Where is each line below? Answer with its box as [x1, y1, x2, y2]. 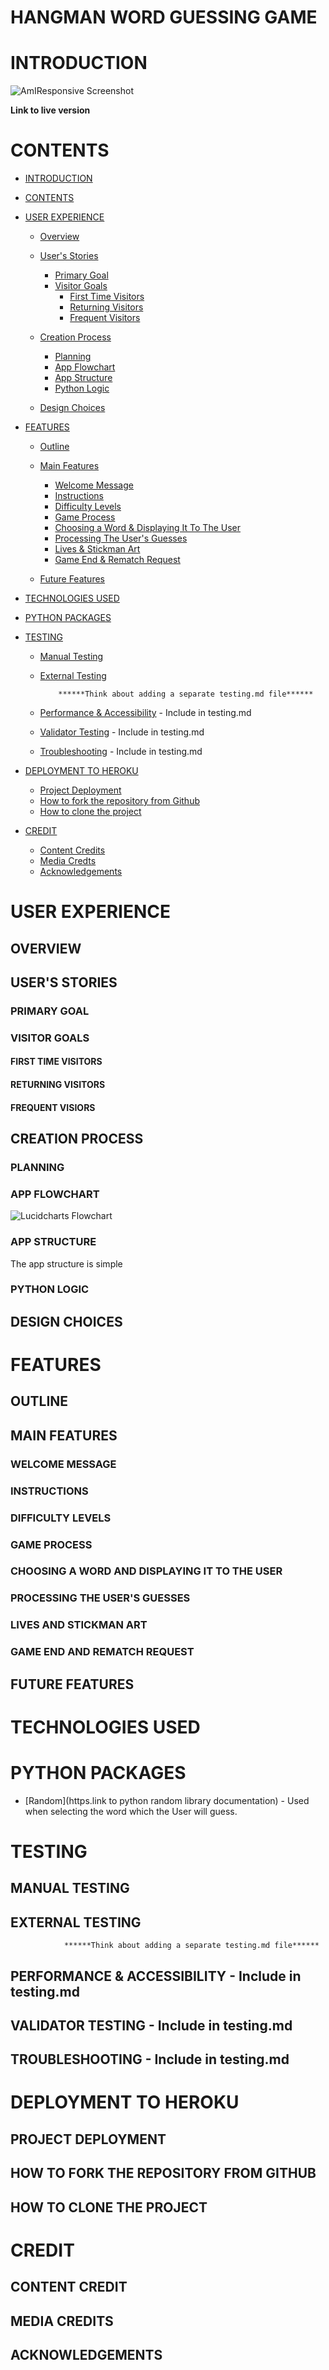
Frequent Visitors [69, 312, 141, 324]
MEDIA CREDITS [10, 2312, 114, 2330]
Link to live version [10, 104, 91, 116]
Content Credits [39, 844, 106, 856]
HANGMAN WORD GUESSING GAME [10, 6, 318, 29]
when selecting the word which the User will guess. [24, 1805, 238, 1817]
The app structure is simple [10, 1257, 123, 1270]
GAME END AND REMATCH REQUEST [10, 1645, 195, 1659]
